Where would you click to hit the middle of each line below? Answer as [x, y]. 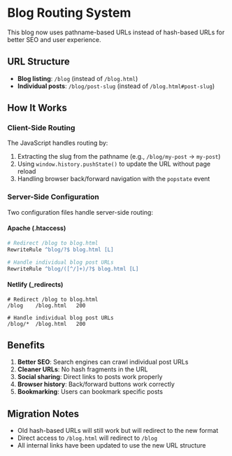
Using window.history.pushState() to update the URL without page [114, 164]
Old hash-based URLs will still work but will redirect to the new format [118, 431]
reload [27, 171]
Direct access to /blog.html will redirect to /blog [87, 438]
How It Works [37, 108]
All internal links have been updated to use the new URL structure [111, 446]
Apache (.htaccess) [37, 228]
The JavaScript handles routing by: [58, 143]
